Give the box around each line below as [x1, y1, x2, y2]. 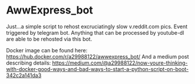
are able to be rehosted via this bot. [6, 35, 92, 42]
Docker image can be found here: [6, 46, 88, 53]
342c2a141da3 [6, 72, 42, 79]
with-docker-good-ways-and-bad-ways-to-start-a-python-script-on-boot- [6, 65, 189, 72]
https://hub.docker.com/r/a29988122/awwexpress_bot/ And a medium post [6, 53, 190, 60]
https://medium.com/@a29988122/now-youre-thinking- [52, 59, 188, 66]
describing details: [6, 59, 51, 66]
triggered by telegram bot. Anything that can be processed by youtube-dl [6, 29, 184, 36]
